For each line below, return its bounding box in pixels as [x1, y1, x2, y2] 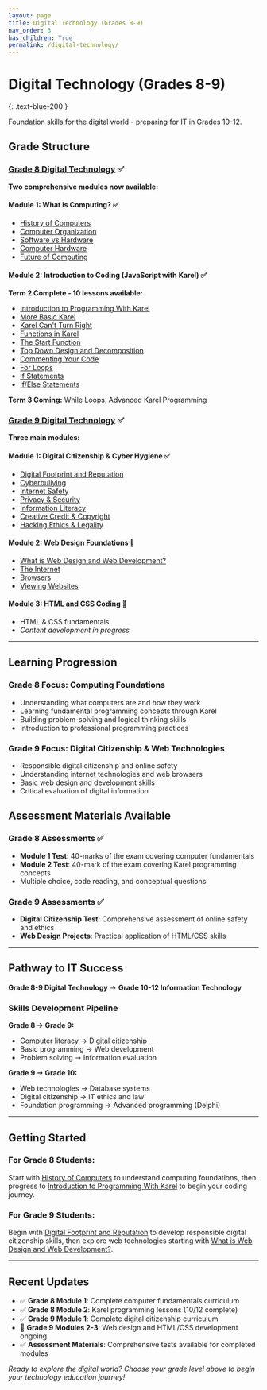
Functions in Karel [19, 329, 79, 338]
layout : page [8, 11, 52, 20]
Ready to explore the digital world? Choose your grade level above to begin [8, 1364, 256, 1373]
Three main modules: [8, 433, 80, 442]
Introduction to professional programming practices [19, 723, 189, 732]
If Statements [19, 371, 64, 381]
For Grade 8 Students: [8, 1155, 95, 1166]
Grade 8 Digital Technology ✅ [8, 164, 125, 175]
